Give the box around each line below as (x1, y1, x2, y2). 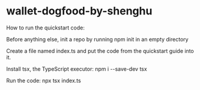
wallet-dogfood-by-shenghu (6, 4, 153, 18)
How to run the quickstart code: (6, 24, 85, 31)
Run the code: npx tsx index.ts (6, 77, 81, 84)
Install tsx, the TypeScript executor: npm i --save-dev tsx (6, 65, 147, 73)
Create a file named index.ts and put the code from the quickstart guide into (6, 47, 194, 55)
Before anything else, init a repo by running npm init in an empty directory (6, 35, 189, 43)
